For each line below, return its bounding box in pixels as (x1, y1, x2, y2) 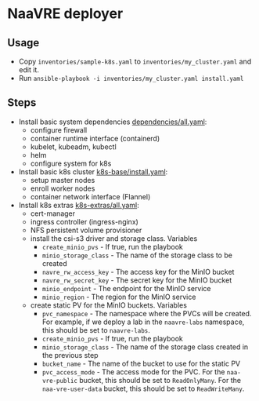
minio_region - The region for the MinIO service (41, 292, 196, 301)
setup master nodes (30, 175, 95, 184)
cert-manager (30, 209, 76, 218)
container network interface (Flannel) (30, 191, 151, 201)
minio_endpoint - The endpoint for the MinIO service (41, 283, 212, 293)
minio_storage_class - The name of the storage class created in (41, 342, 249, 352)
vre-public (41, 377, 77, 385)
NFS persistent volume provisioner (30, 225, 142, 235)
